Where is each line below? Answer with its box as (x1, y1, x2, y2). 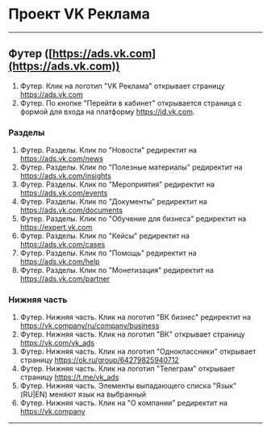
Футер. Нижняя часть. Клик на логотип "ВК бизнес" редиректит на (19, 312, 252, 322)
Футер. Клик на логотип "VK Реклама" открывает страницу (19, 81, 225, 90)
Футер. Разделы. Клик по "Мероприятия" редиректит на (19, 179, 215, 190)
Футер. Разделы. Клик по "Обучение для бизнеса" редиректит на (19, 214, 247, 224)
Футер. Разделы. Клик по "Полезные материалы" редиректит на (19, 162, 244, 172)
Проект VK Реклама (8, 5, 151, 23)
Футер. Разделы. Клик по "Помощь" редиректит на (19, 248, 197, 258)
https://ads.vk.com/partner (19, 274, 110, 283)
